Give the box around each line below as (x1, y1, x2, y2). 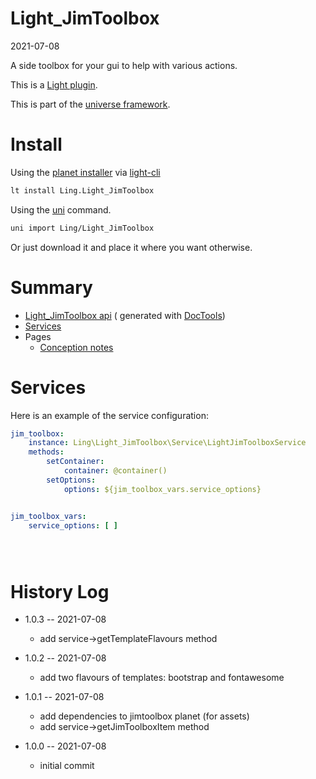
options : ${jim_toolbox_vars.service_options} (63, 484, 262, 494)
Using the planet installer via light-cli (10, 166, 161, 178)
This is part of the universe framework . (10, 98, 171, 110)
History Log (10, 580, 110, 603)
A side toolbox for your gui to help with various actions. (10, 59, 238, 71)
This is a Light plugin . (10, 78, 98, 91)
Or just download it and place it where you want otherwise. (10, 241, 253, 253)
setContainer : (46, 457, 105, 467)
